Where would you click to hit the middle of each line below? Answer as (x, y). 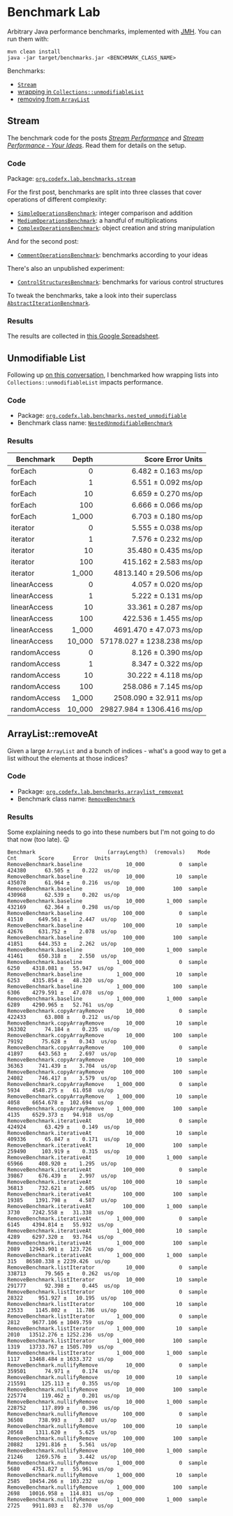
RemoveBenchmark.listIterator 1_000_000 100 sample (107, 1341)
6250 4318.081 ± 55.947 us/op (60, 968)
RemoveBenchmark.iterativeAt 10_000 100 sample (107, 1145)
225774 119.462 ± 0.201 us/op (63, 1396)
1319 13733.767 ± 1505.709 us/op (60, 1347)
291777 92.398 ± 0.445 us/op (63, 1286)
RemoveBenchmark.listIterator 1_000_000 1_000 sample (107, 1353)
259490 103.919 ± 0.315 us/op (63, 1152)
